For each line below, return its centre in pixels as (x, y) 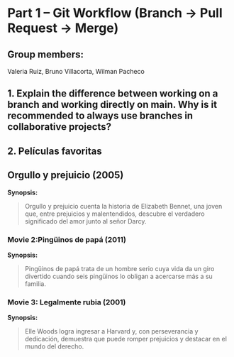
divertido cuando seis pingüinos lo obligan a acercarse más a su (118, 276)
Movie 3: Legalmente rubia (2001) (67, 302)
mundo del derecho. (54, 346)
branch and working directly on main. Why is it (112, 105)
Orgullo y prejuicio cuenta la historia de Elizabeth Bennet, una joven (123, 206)
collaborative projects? (60, 127)
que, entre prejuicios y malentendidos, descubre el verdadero (115, 214)
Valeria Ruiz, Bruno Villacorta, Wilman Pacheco (76, 71)
